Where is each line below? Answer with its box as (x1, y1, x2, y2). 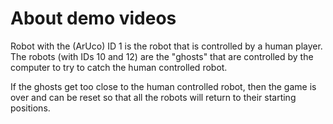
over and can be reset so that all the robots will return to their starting (10, 91, 297, 103)
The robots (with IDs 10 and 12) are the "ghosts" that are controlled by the (10, 50, 314, 62)
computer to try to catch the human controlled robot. (10, 61, 228, 73)
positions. (10, 102, 51, 114)
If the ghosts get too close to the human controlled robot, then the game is (10, 80, 317, 92)
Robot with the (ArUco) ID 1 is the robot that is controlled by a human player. (10, 40, 323, 52)
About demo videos (10, 7, 177, 30)
